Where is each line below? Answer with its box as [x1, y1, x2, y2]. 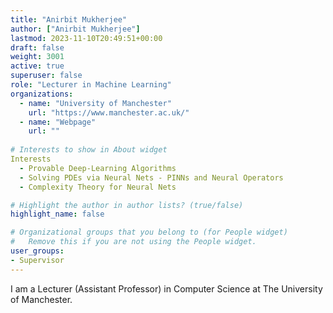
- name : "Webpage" [19, 117, 97, 127]
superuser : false [10, 71, 83, 81]
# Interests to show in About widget [10, 145, 168, 155]
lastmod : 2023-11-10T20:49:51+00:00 [10, 33, 163, 43]
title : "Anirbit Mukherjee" [10, 14, 128, 25]
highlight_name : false [10, 209, 105, 220]
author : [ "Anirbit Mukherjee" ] [10, 24, 141, 34]
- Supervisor [10, 255, 65, 265]
